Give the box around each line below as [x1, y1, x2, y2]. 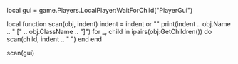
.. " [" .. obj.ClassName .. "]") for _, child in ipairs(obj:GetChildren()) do [6, 28, 212, 36]
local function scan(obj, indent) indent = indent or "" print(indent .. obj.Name [6, 20, 231, 28]
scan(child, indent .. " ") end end [6, 35, 103, 43]
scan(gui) [6, 49, 35, 57]
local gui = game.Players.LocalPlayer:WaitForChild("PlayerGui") [6, 6, 193, 14]
